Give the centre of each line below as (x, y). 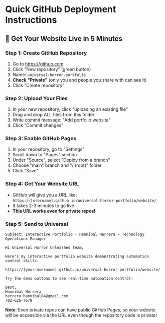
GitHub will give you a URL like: (45, 195)
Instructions (31, 20)
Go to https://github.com (38, 63)
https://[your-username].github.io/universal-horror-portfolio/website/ (83, 270)
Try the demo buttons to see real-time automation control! (69, 279)
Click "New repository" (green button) (52, 69)
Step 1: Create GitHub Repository (46, 53)
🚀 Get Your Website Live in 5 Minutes (64, 39)
